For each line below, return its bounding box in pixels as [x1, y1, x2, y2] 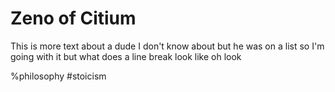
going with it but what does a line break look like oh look [10, 50, 242, 62]
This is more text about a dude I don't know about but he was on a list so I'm [10, 40, 325, 52]
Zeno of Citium [10, 7, 137, 30]
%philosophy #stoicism [10, 70, 107, 82]
